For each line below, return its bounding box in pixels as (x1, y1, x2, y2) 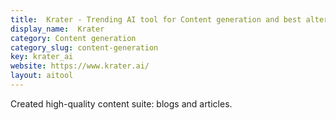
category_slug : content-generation (10, 42, 159, 53)
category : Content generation (10, 33, 137, 43)
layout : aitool (10, 71, 74, 81)
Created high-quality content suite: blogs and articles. (10, 97, 233, 110)
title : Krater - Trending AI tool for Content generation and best (10, 14, 302, 25)
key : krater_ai (10, 52, 74, 62)
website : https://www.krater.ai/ (10, 61, 150, 71)
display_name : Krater (10, 24, 105, 34)
